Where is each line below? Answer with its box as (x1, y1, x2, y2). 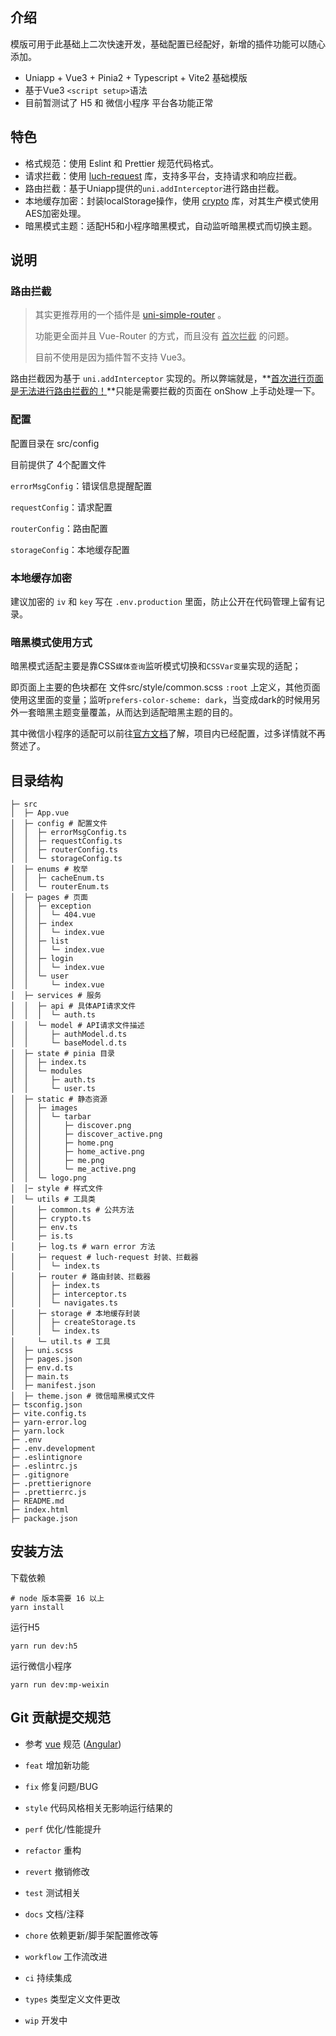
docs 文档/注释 (24, 1908, 85, 1920)
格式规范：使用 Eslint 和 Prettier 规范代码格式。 (24, 157, 220, 169)
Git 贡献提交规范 (10, 1709, 112, 1727)
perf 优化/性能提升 (24, 1823, 102, 1835)
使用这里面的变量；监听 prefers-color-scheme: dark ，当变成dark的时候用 (10, 694, 312, 706)
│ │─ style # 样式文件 (10, 1184, 103, 1194)
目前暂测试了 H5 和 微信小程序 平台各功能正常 (24, 96, 214, 108)
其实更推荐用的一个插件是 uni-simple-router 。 (34, 309, 227, 321)
